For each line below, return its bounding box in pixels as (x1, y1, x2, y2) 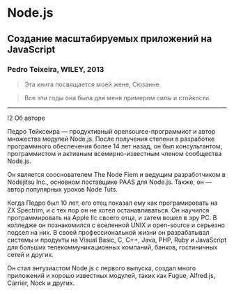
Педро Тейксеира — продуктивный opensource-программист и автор (7, 127, 216, 135)
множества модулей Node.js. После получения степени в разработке (7, 134, 215, 143)
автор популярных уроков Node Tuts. (7, 185, 118, 193)
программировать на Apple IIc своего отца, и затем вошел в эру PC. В (7, 213, 217, 222)
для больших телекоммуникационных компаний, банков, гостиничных (7, 242, 218, 252)
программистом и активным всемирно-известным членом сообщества (7, 149, 222, 157)
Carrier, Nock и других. (7, 279, 75, 287)
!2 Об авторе (7, 114, 45, 122)
